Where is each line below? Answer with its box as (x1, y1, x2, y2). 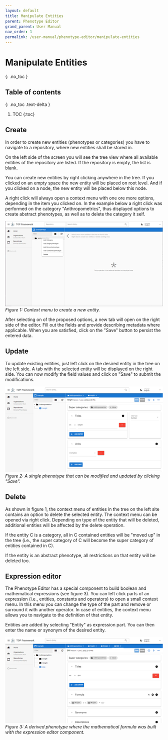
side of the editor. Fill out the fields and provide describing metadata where (5, 322, 160, 328)
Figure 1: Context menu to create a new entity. (5, 306, 100, 312)
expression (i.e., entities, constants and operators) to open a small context (5, 596, 158, 602)
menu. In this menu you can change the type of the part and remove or (5, 601, 151, 607)
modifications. (5, 376, 35, 382)
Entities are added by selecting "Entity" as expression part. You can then (5, 622, 155, 628)
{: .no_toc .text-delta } (5, 101, 50, 108)
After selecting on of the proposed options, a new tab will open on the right (5, 316, 160, 323)
